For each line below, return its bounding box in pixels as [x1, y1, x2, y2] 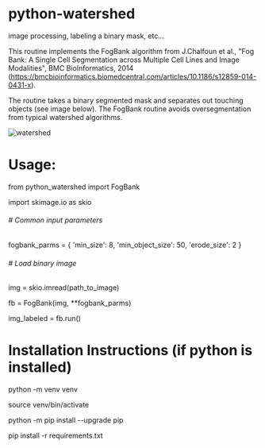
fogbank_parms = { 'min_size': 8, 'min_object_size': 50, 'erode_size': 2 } [8, 240, 242, 250]
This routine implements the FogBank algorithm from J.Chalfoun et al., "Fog [8, 46, 255, 56]
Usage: [8, 156, 57, 174]
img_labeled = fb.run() [8, 314, 82, 323]
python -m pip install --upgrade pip [8, 415, 124, 425]
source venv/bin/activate [8, 400, 90, 410]
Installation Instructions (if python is [8, 342, 253, 360]
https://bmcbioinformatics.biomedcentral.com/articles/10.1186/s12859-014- [10, 71, 257, 81]
